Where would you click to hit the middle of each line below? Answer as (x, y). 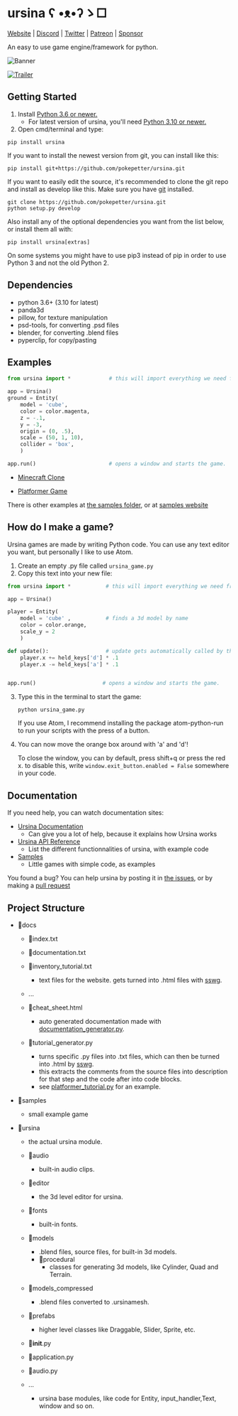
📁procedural (57, 1259)
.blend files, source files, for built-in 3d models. (108, 1252)
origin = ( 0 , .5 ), (47, 431)
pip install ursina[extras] (49, 242)
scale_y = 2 (38, 632)
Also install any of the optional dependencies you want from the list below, (116, 221)
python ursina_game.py (51, 710)
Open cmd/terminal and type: (61, 129)
